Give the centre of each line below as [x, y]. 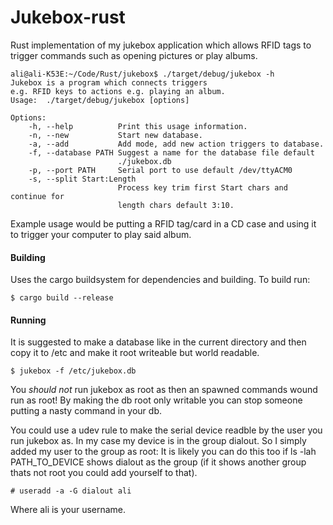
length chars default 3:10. [176, 205]
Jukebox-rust [68, 17]
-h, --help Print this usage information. [138, 126]
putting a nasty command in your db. [86, 411]
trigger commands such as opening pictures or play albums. [134, 55]
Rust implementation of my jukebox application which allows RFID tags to [161, 45]
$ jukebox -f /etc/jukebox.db [73, 371]
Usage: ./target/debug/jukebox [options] [100, 100]
